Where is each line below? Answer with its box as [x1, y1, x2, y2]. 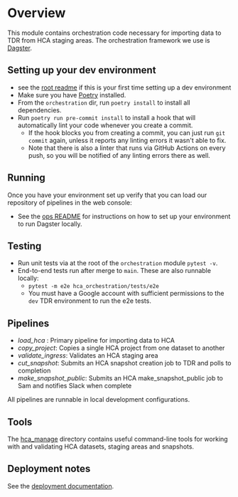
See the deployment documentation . [7, 481, 114, 490]
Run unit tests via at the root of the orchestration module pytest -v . [17, 259, 218, 267]
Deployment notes [7, 463, 91, 475]
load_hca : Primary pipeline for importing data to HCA [17, 336, 175, 345]
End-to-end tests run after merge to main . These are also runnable [17, 267, 212, 275]
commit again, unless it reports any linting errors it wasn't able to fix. [28, 136, 227, 144]
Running [7, 172, 46, 184]
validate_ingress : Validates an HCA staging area [17, 351, 158, 360]
